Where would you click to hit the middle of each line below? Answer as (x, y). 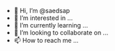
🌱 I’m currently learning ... (51, 25)
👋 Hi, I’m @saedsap (42, 11)
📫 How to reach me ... (46, 40)
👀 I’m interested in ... (43, 18)
